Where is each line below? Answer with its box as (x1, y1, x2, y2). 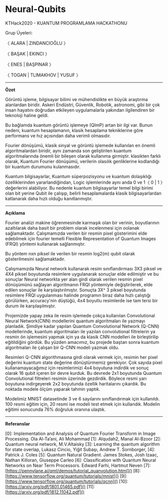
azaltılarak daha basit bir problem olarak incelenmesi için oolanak (5, 225, 139, 231)
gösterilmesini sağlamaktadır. (5, 256, 65, 262)
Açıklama (5, 210, 25, 216)
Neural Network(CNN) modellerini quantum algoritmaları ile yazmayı (5, 318, 145, 324)
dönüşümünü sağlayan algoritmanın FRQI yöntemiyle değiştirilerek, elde (5, 281, 153, 287)
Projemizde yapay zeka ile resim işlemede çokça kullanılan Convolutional (5, 312, 155, 318)
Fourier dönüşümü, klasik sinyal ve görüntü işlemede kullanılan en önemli (5, 142, 156, 148)
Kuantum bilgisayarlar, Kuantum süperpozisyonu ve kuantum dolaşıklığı (5, 173, 151, 179)
